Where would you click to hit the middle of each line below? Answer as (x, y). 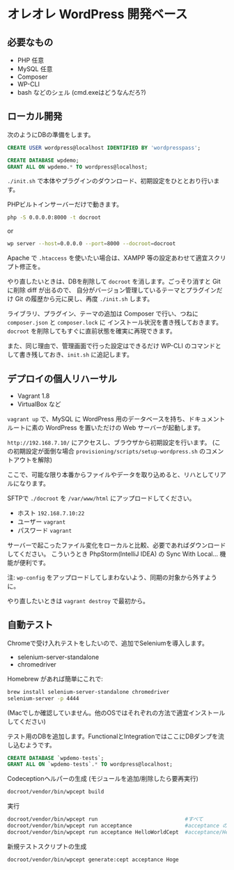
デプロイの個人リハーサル (62, 379)
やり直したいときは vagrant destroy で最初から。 (78, 601)
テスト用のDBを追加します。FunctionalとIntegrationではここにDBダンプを (112, 736)
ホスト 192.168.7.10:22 (51, 513)
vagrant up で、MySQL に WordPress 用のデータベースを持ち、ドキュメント (116, 419)
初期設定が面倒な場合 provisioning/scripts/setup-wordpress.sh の (109, 451)
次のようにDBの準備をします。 (51, 134)
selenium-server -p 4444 (43, 698)
